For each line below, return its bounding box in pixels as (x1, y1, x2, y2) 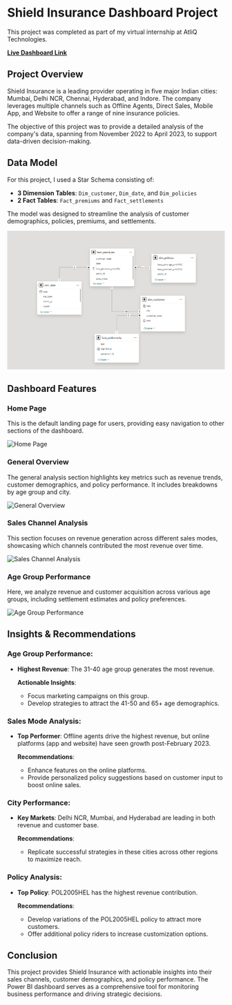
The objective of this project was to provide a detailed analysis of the (7, 122, 204, 131)
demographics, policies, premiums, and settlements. (7, 216, 157, 225)
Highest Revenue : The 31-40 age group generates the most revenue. (17, 665, 215, 673)
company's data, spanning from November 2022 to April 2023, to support (7, 129, 217, 138)
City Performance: (7, 798, 71, 807)
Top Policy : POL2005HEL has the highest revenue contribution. (17, 888, 198, 896)
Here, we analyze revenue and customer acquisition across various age (7, 588, 211, 596)
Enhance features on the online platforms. (27, 766, 147, 775)
